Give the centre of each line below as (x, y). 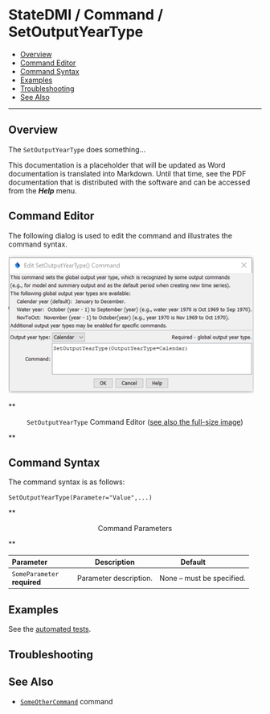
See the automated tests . (50, 629)
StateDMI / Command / (86, 15)
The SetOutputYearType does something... (77, 149)
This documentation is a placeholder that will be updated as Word (117, 165)
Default (193, 562)
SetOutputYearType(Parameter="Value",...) (80, 498)
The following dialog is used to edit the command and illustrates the (121, 235)
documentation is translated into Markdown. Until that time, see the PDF (127, 173)
